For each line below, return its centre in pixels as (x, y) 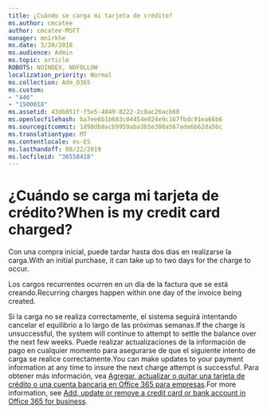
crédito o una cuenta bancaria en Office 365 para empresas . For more (122, 384)
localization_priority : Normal (60, 75)
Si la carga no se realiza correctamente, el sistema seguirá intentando (123, 317)
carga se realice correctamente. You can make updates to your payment (126, 359)
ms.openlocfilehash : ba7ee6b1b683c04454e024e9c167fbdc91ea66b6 (116, 120)
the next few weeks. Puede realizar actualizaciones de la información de (127, 342)
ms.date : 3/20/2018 (41, 45)
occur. (19, 269)
